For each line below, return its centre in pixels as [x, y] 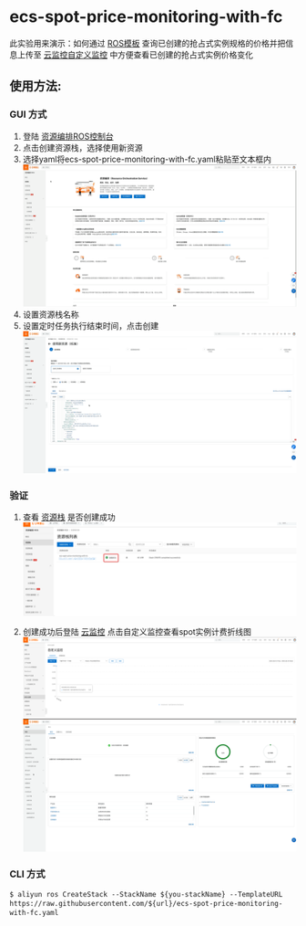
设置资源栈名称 [51, 315]
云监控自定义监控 [75, 54]
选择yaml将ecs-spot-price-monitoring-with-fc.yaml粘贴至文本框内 [147, 159]
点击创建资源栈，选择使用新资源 [82, 147]
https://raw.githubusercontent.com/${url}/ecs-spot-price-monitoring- [146, 904]
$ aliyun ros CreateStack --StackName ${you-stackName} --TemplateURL [146, 895]
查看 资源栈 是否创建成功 [69, 517]
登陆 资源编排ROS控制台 [68, 136]
